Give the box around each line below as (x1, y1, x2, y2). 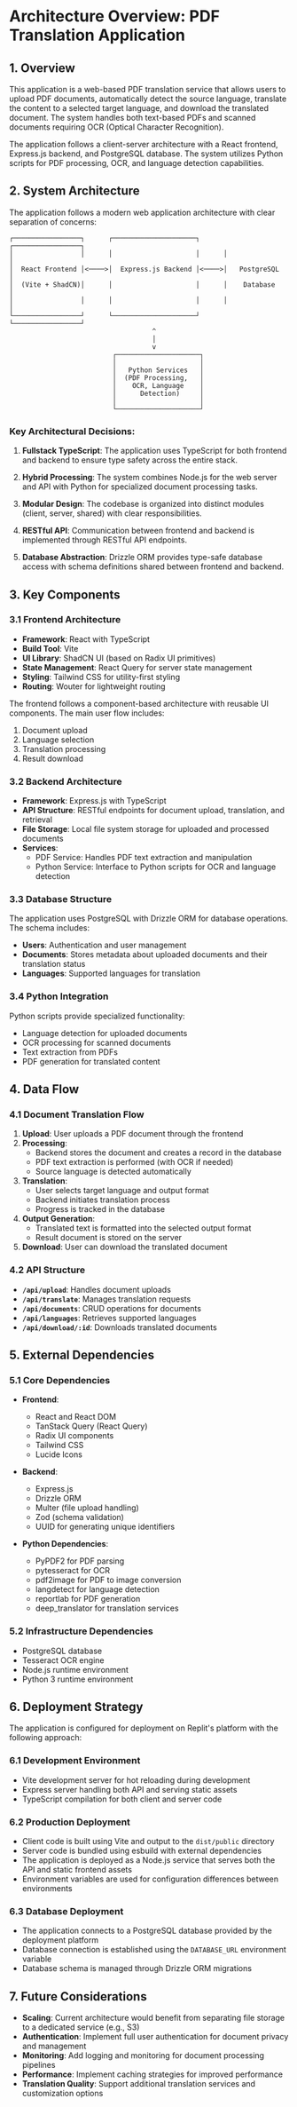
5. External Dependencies (9, 1348, 155, 1363)
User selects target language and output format (35, 1185, 210, 1196)
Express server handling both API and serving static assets (21, 1784, 238, 1794)
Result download (21, 753, 84, 764)
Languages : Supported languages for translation (21, 968, 201, 978)
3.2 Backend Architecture (9, 775, 122, 788)
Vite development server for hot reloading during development (21, 1774, 251, 1786)
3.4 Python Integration (9, 990, 109, 1002)
